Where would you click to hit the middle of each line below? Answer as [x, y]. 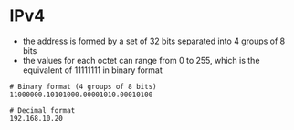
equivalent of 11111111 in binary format [92, 70]
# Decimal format [42, 110]
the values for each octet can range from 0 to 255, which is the [141, 60]
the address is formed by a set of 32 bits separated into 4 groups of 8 [154, 41]
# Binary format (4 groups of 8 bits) [83, 86]
